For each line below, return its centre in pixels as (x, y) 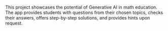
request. (14, 23)
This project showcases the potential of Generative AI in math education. (81, 7)
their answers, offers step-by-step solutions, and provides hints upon (78, 18)
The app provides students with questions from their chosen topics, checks (84, 12)
